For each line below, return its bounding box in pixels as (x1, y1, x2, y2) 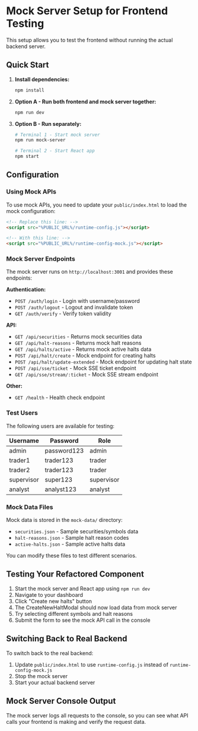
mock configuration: (6, 207, 56, 214)
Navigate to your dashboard (14, 591, 84, 598)
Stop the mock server (14, 672, 68, 679)
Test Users (6, 409, 39, 417)
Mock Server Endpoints (6, 255, 75, 263)
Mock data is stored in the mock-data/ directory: (6, 517, 123, 524)
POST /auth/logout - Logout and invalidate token (14, 304, 133, 311)
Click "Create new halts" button (14, 597, 92, 605)
